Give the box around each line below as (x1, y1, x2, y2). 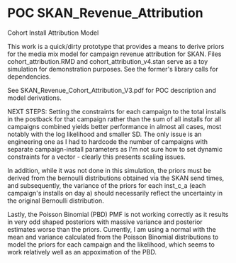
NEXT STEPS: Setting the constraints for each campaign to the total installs (7, 107, 227, 116)
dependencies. (7, 72, 51, 81)
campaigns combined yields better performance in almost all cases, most (7, 122, 222, 130)
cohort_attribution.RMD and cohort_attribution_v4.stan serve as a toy (7, 57, 208, 65)
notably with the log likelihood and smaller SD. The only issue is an (7, 130, 202, 138)
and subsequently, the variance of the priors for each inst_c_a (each (7, 181, 206, 189)
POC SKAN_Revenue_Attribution (7, 5, 203, 21)
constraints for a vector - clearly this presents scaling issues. (7, 152, 186, 161)
